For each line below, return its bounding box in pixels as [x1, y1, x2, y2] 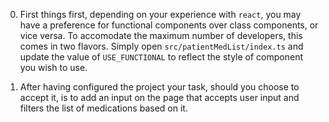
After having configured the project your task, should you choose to [19, 81, 300, 93]
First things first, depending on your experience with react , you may [19, 9, 302, 20]
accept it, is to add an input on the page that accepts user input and [19, 92, 300, 103]
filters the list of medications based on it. [19, 102, 188, 114]
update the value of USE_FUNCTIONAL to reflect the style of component [19, 51, 303, 63]
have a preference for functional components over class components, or [19, 19, 319, 31]
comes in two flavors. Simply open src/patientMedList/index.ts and [19, 40, 304, 52]
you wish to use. [19, 62, 88, 73]
